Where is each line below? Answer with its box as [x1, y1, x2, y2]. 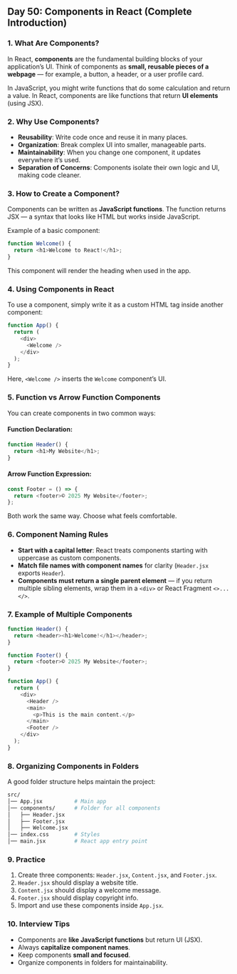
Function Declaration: [7, 425, 73, 434]
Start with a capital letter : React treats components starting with [17, 546, 208, 555]
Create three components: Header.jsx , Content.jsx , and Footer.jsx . [17, 871, 217, 880]
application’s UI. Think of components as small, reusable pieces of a [7, 62, 209, 71]
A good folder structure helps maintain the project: [7, 777, 156, 786]
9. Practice [7, 854, 46, 864]
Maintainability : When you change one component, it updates [17, 148, 201, 156]
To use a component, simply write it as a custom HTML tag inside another [7, 300, 223, 309]
